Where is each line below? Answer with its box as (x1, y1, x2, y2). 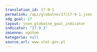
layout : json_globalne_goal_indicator (5, 21, 86, 26)
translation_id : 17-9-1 (5, 7, 55, 12)
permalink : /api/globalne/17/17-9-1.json (5, 12, 93, 17)
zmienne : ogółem (5, 30, 39, 35)
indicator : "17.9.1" (5, 26, 48, 31)
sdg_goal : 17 (5, 16, 32, 21)
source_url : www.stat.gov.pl (5, 40, 66, 45)
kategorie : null (5, 35, 39, 40)
